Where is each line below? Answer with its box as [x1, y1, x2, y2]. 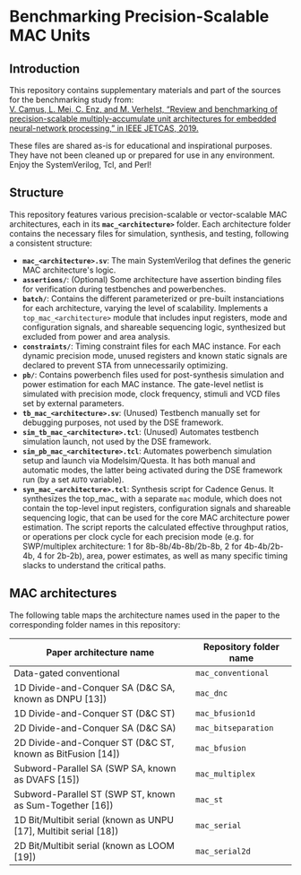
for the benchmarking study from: [9, 94, 134, 105]
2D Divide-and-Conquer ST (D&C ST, [13, 736, 175, 749]
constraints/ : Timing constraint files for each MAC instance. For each [21, 341, 281, 351]
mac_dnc [195, 688, 228, 698]
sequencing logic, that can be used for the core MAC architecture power [21, 512, 290, 523]
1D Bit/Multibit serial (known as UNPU [13, 813, 175, 826]
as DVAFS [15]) [13, 773, 81, 785]
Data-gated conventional [13, 666, 120, 679]
